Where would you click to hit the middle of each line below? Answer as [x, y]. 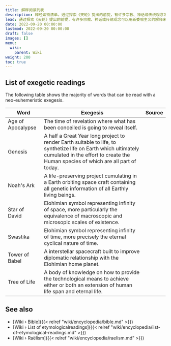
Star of [16, 210]
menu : [11, 43]
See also [19, 310]
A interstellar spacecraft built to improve [92, 251]
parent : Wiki [28, 52]
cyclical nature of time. [71, 243]
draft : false [19, 34]
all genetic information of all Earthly [86, 188]
